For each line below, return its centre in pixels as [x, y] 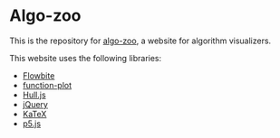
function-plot [47, 85]
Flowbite [39, 75]
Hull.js [34, 95]
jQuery [35, 104]
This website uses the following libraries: [86, 58]
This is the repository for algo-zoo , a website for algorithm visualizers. [140, 41]
